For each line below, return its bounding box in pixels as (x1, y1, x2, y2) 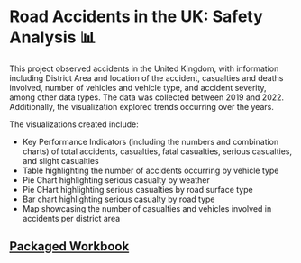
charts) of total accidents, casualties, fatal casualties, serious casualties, (22, 146, 293, 157)
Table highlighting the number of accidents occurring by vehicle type (22, 165, 279, 176)
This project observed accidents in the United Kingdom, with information (9, 63, 279, 74)
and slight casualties (22, 155, 99, 166)
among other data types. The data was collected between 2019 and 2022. (9, 92, 285, 103)
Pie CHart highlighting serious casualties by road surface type (22, 184, 254, 195)
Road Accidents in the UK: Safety (9, 6, 263, 27)
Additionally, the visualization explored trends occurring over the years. (9, 101, 275, 112)
